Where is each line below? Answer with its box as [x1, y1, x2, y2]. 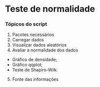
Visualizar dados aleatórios [12, 42, 67, 48]
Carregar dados [12, 37, 44, 43]
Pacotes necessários [12, 32, 55, 37]
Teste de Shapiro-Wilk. [12, 67, 59, 73]
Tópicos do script [5, 21, 47, 28]
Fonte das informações [12, 76, 59, 82]
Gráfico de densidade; [12, 57, 58, 63]
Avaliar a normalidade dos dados [12, 47, 79, 53]
